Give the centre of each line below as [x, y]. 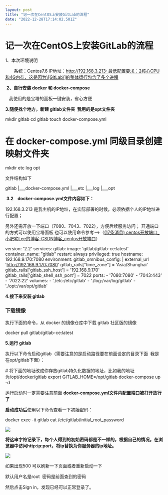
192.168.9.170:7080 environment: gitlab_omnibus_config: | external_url [77, 259]
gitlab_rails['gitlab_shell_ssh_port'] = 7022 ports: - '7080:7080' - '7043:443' [84, 275]
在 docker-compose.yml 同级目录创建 [84, 141]
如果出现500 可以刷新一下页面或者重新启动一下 [54, 466]
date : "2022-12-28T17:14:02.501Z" [41, 19]
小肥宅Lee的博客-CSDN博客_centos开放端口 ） [53, 239]
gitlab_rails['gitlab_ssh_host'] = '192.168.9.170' [52, 270]
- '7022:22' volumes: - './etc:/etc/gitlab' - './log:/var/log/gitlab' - [70, 281]
